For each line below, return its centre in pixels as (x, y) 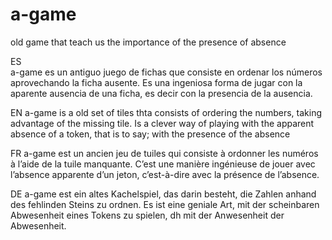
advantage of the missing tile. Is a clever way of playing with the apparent (162, 123)
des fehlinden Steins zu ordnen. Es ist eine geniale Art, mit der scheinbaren (165, 204)
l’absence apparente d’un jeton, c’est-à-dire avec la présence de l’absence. (165, 174)
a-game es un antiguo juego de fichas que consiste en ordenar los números (166, 72)
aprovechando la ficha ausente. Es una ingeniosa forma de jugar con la (156, 82)
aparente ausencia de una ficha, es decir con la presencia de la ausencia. (161, 93)
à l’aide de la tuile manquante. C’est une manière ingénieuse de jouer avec (163, 164)
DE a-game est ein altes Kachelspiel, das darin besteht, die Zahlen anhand (163, 194)
